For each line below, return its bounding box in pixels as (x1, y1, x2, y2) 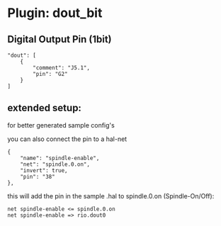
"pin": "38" (20, 173, 55, 180)
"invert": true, (20, 166, 69, 174)
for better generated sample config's (7, 120, 115, 129)
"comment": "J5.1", (33, 64, 91, 72)
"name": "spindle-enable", (20, 154, 100, 162)
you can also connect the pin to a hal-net (7, 135, 127, 143)
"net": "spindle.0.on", (20, 161, 91, 168)
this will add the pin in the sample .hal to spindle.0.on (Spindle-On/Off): (7, 191, 215, 200)
